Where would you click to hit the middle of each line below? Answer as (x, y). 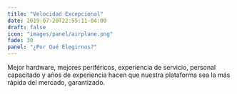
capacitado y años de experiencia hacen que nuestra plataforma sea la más (119, 75)
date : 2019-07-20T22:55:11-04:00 (57, 21)
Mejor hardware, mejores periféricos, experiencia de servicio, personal (112, 67)
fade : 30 (20, 41)
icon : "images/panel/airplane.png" (60, 34)
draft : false (27, 27)
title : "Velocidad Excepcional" (55, 14)
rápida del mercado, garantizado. (56, 82)
